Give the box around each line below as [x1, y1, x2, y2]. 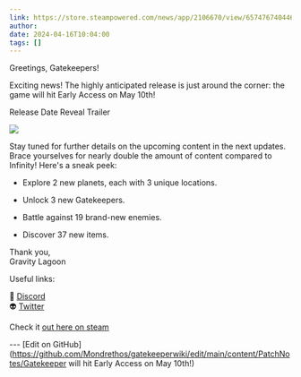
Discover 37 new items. [21, 229, 109, 240]
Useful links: [9, 274, 56, 285]
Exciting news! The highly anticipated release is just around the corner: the [9, 80, 285, 90]
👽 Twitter [9, 301, 45, 312]
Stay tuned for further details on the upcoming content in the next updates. [9, 141, 287, 152]
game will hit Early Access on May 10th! [9, 90, 156, 100]
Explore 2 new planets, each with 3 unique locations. [21, 177, 218, 188]
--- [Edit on [9, 339, 51, 350]
